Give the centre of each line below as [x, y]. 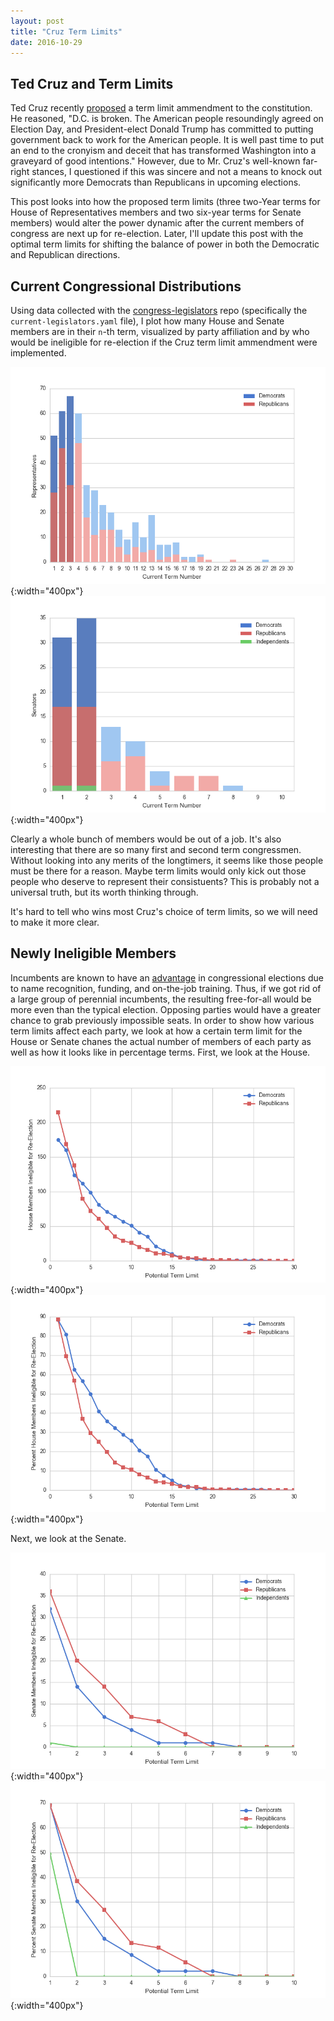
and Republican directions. [65, 255]
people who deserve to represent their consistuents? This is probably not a [165, 881]
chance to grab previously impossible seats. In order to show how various [162, 1020]
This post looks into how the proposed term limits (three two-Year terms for [165, 202]
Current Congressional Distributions [126, 286]
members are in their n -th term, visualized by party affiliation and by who [160, 331]
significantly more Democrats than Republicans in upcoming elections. [156, 182]
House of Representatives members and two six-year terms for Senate [156, 212]
